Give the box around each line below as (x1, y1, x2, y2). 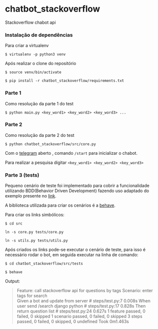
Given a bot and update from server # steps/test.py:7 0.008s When (16, 298, 151, 304)
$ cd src (5, 221, 23, 226)
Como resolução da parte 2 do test (5, 132, 75, 138)
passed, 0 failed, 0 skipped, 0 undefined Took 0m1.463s (16, 319, 129, 325)
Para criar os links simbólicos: (5, 212, 65, 218)
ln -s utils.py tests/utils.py (5, 238, 68, 243)
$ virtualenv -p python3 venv (5, 52, 66, 57)
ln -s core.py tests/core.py (5, 230, 64, 235)
